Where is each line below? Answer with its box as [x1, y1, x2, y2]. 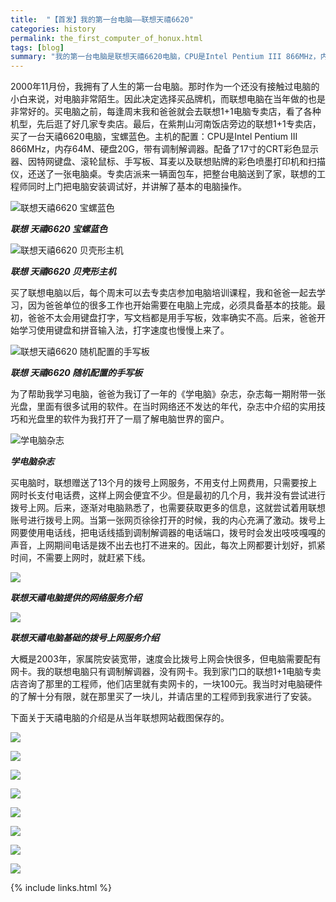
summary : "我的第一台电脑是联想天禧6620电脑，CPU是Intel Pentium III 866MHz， [10, 52, 321, 62]
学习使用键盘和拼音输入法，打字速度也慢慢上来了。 [18, 324, 230, 336]
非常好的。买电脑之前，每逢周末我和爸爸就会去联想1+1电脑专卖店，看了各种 [10, 106, 322, 118]
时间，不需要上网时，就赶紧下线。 [10, 552, 151, 564]
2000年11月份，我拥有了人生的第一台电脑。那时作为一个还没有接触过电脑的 [10, 81, 320, 93]
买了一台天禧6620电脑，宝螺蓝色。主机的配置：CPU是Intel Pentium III [10, 131, 298, 143]
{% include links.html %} [10, 882, 112, 894]
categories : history [10, 24, 97, 34]
